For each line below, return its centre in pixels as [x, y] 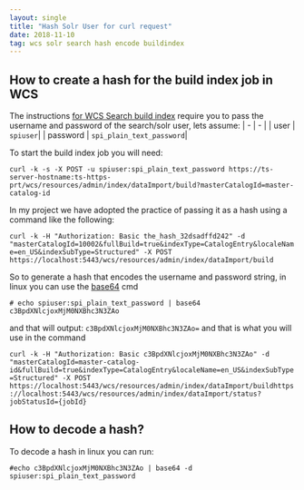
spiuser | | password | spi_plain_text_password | [98, 135]
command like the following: [62, 220]
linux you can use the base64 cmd [74, 287]
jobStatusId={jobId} [49, 402]
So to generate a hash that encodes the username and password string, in [148, 277]
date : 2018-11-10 [42, 34]
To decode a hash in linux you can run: [82, 451]
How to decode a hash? [77, 430]
